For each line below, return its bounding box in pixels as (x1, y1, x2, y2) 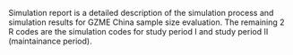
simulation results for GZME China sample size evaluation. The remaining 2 (8, 17, 285, 27)
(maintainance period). (8, 35, 92, 46)
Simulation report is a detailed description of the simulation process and (8, 8, 274, 18)
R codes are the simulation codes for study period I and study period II (8, 27, 269, 36)
